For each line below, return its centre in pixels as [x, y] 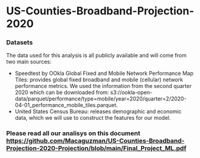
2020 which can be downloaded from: [62, 92]
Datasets [19, 42]
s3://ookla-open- [131, 92]
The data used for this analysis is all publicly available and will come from [96, 56]
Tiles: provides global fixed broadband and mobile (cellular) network [99, 80]
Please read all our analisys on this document [73, 133]
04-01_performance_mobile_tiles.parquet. [66, 105]
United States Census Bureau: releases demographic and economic [98, 111]
